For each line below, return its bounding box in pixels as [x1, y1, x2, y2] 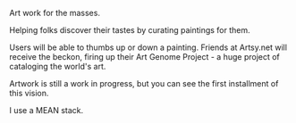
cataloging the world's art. [9, 61, 106, 71]
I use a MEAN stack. [9, 105, 84, 115]
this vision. [9, 88, 49, 98]
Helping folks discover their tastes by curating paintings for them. [9, 25, 250, 35]
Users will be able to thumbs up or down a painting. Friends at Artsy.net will [9, 42, 288, 53]
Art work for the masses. [9, 8, 101, 18]
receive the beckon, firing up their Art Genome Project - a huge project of [9, 52, 280, 61]
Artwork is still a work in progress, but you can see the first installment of [9, 78, 279, 88]
